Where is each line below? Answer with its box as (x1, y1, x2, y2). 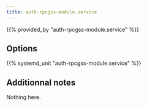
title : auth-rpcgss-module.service (6, 9, 97, 15)
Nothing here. (6, 94, 41, 101)
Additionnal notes (6, 77, 76, 87)
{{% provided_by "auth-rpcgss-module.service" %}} (6, 26, 140, 33)
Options (6, 43, 38, 54)
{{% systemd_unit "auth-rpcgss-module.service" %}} (6, 59, 141, 67)
